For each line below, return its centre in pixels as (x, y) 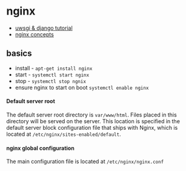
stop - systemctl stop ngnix (51, 81)
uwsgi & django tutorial (44, 28)
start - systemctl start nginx (52, 75)
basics (19, 54)
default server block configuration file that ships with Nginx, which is (92, 127)
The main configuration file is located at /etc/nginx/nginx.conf (85, 161)
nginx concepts (35, 34)
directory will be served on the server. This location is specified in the (93, 121)
